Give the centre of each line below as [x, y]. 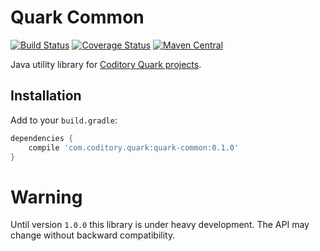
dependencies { [42, 138]
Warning [46, 197]
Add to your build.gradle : [64, 120]
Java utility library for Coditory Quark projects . [106, 64]
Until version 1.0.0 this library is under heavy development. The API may [160, 225]
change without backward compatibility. [93, 235]
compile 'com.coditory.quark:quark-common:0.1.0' [134, 147]
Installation [46, 96]
